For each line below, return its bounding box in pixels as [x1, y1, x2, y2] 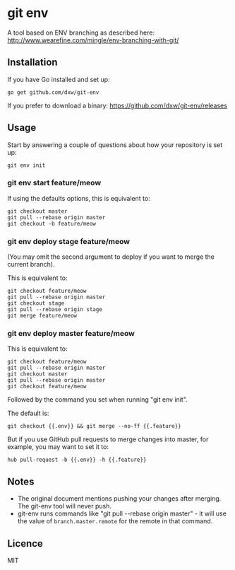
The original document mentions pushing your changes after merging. [17, 494, 222, 503]
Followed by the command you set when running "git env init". [7, 395, 188, 404]
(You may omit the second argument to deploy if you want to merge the [7, 252, 215, 261]
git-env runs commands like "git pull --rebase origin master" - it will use [17, 509, 227, 518]
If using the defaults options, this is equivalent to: [7, 194, 150, 202]
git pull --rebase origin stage [7, 306, 102, 313]
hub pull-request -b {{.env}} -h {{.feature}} [7, 456, 147, 464]
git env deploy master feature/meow [7, 329, 135, 339]
